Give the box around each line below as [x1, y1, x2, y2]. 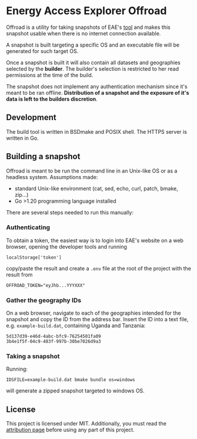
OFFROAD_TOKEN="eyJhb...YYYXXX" [6, 282, 85, 288]
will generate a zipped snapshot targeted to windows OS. [6, 387, 145, 394]
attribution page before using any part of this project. [6, 426, 135, 434]
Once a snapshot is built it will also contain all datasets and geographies [6, 59, 181, 66]
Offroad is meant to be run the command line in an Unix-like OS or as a [6, 167, 178, 174]
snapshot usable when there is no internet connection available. [6, 29, 161, 37]
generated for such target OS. [6, 47, 79, 54]
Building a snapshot [6, 151, 81, 161]
